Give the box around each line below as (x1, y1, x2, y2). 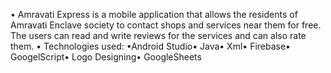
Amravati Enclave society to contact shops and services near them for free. (10, 19, 322, 31)
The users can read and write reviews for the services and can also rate (10, 30, 307, 41)
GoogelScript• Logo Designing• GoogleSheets (10, 51, 202, 63)
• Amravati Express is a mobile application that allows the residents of (10, 9, 298, 20)
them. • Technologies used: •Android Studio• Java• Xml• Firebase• (10, 40, 291, 52)
